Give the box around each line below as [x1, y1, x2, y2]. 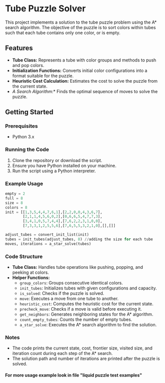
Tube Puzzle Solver [5, 3, 86, 14]
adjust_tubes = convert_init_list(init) [5, 232, 90, 237]
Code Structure [5, 253, 43, 260]
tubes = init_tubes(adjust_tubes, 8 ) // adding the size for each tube [5, 237, 153, 242]
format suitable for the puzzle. [12, 72, 74, 79]
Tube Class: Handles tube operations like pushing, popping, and [12, 264, 143, 270]
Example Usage [5, 180, 43, 187]
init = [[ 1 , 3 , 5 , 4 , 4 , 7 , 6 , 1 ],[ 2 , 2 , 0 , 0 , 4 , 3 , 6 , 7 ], [5, 210, 102, 215]
